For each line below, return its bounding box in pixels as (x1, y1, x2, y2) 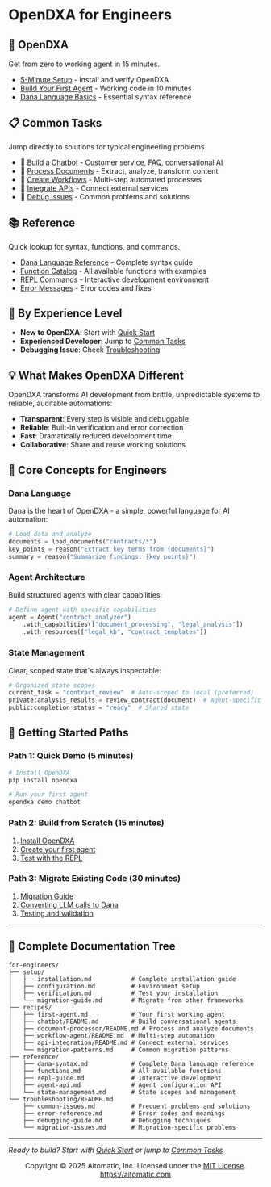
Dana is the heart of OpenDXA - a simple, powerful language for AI (8, 505, 230, 515)
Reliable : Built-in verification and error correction (19, 422, 184, 433)
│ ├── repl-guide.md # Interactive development (8, 1074, 222, 1082)
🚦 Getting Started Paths (8, 726, 129, 740)
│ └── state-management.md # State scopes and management (8, 1088, 236, 1096)
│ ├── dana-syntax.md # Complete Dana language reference (8, 1059, 254, 1067)
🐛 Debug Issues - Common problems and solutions (19, 191, 190, 201)
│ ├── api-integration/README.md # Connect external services (8, 1038, 229, 1046)
